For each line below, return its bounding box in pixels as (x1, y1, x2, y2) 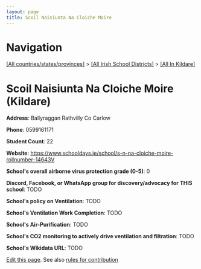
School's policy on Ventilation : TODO (6, 198, 101, 205)
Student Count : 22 (6, 138, 53, 145)
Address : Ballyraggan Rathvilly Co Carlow (6, 114, 110, 122)
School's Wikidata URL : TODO (6, 244, 83, 251)
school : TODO (6, 186, 42, 193)
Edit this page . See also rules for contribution (6, 256, 119, 264)
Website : (6, 149, 30, 157)
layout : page (6, 8, 39, 15)
